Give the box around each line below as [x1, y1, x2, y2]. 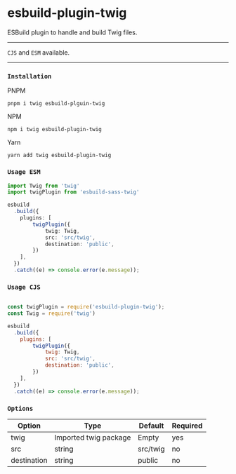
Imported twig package [54, 433, 131, 442]
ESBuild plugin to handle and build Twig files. [7, 28, 138, 36]
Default [138, 421, 164, 431]
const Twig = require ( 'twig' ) [7, 310, 96, 317]
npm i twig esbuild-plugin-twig [7, 126, 102, 133]
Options [7, 405, 34, 412]
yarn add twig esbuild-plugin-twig [7, 152, 112, 159]
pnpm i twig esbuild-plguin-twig [7, 100, 105, 107]
